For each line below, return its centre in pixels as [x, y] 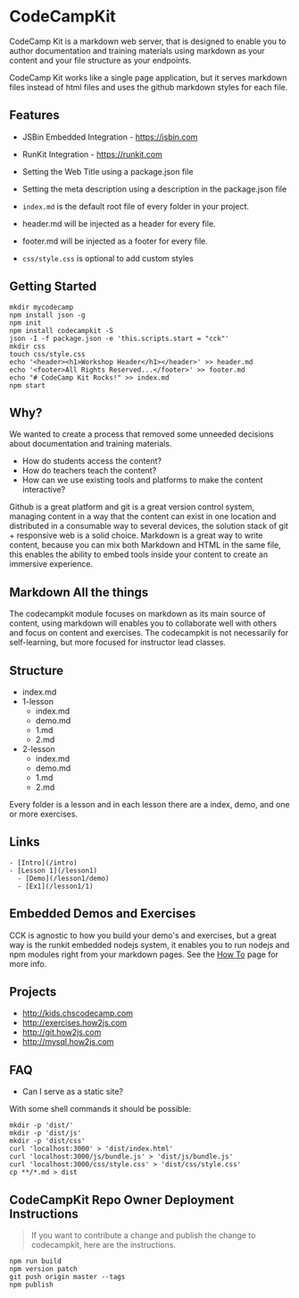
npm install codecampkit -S [62, 330]
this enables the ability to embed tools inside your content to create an [139, 555]
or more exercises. [44, 814]
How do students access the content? [92, 461]
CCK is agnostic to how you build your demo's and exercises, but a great [143, 935]
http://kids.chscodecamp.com [78, 1013]
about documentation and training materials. [91, 444]
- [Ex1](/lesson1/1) [55, 886]
